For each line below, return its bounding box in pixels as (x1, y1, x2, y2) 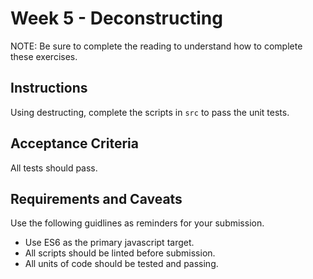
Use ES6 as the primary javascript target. (24, 237, 195, 249)
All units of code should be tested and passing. (24, 258, 219, 270)
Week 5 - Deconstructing (10, 7, 223, 30)
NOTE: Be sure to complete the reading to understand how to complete (10, 40, 303, 52)
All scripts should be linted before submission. (24, 247, 216, 259)
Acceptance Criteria (10, 135, 139, 152)
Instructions (10, 80, 88, 97)
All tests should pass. (10, 162, 98, 174)
